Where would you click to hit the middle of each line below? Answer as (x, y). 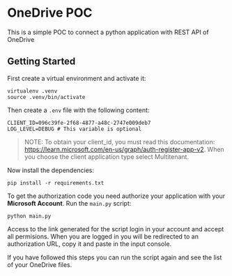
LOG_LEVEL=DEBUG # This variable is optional (74, 129)
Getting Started (41, 62)
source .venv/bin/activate (46, 97)
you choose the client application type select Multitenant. (107, 156)
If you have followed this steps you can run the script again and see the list (115, 257)
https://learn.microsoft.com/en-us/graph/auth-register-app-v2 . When (124, 149)
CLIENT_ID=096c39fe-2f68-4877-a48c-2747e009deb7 (79, 123)
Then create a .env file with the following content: (78, 110)
